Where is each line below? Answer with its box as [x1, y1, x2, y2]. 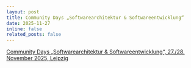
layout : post [6, 8, 40, 15]
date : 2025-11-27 [6, 20, 51, 26]
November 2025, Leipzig [6, 55, 68, 62]
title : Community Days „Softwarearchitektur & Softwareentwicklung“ [6, 15, 184, 21]
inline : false [6, 25, 43, 32]
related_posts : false [6, 32, 62, 38]
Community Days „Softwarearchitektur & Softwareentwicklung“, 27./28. [6, 48, 185, 55]
